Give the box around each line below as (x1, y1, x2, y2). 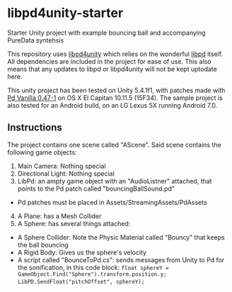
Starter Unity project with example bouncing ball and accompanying (7, 28, 206, 37)
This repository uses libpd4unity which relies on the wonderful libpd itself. (7, 50, 224, 58)
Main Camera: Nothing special (17, 162, 106, 170)
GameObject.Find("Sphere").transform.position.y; (17, 271, 168, 278)
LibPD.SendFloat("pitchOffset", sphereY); (17, 278, 145, 285)
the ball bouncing (17, 240, 69, 249)
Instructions (7, 122, 62, 134)
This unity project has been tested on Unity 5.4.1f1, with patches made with (7, 86, 226, 94)
